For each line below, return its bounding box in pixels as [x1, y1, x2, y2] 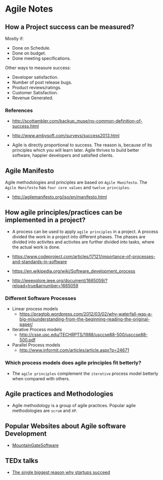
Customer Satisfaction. [12, 90, 58, 95]
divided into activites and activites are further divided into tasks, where [12, 239, 155, 245]
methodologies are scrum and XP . [12, 408, 78, 414]
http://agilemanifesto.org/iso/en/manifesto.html [12, 194, 107, 200]
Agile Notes [5, 3, 54, 15]
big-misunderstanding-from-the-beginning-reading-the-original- [19, 316, 150, 322]
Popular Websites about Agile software [5, 422, 126, 430]
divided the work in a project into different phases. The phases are [12, 233, 146, 239]
